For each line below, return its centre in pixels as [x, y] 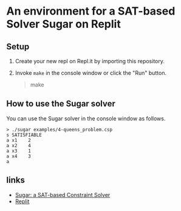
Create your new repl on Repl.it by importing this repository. [90, 61]
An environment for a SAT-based [91, 11]
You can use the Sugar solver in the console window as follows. [86, 118]
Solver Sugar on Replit [64, 24]
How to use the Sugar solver [61, 104]
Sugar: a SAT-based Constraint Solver [63, 195]
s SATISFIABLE [24, 135]
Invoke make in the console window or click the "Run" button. [91, 73]
